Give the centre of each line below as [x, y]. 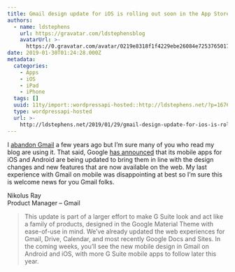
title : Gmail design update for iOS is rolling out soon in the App [109, 14]
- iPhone [33, 92]
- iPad [29, 86]
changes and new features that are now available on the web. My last [107, 167]
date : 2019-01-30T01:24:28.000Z [54, 53]
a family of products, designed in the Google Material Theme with [119, 224]
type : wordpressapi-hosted [53, 111]
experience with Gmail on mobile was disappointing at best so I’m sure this [115, 174]
